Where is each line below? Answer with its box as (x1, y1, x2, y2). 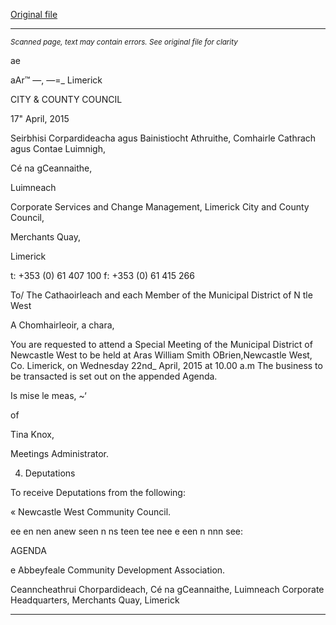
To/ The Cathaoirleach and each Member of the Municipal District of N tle (10, 289, 313, 301)
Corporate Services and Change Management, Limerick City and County (10, 201, 310, 213)
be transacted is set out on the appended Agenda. (10, 370, 218, 382)
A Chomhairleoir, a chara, (10, 319, 115, 331)
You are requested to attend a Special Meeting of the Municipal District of (10, 339, 313, 350)
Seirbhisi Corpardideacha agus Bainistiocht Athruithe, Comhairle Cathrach (10, 132, 317, 144)
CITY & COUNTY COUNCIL (10, 94, 123, 105)
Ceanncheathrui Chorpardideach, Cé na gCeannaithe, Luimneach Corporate (10, 584, 325, 595)
